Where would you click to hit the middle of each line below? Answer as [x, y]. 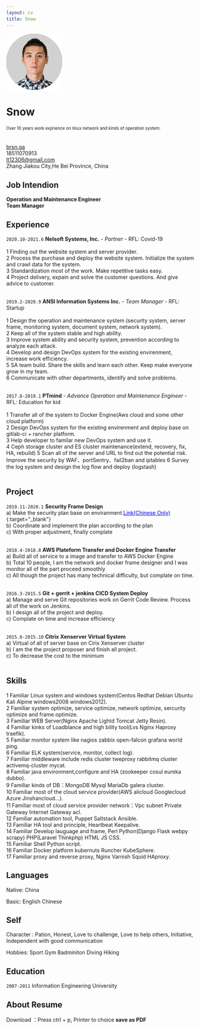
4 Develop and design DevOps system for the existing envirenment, [89, 353]
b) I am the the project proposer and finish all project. [72, 649]
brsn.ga [16, 147]
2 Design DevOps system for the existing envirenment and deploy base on [98, 427]
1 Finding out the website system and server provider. [72, 252]
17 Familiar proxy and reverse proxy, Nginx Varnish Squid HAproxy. [88, 857]
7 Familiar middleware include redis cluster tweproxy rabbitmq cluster [92, 759]
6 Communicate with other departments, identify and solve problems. [92, 378]
